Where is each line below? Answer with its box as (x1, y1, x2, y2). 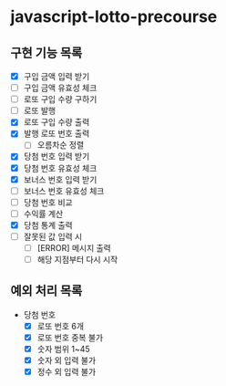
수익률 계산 (23, 208, 64, 219)
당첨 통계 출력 (23, 219, 73, 230)
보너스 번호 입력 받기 (23, 173, 98, 184)
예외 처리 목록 (10, 283, 83, 298)
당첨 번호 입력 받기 (23, 151, 90, 162)
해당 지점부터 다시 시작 (36, 254, 118, 265)
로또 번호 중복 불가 (36, 331, 104, 343)
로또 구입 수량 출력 (23, 117, 90, 128)
